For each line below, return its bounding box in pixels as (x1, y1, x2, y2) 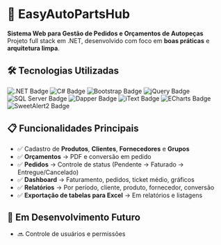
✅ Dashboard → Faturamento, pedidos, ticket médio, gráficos (17, 175, 195, 183)
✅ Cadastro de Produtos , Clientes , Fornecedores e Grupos (17, 144, 190, 153)
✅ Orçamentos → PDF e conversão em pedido (17, 152, 152, 160)
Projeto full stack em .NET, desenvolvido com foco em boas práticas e (7, 36, 210, 44)
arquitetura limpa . (7, 44, 60, 52)
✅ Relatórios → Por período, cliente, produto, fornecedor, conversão (17, 183, 215, 192)
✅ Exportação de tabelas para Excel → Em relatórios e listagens (17, 191, 203, 199)
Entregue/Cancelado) (17, 168, 79, 176)
